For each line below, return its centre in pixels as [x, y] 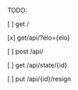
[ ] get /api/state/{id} [37, 65]
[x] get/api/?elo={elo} [39, 38]
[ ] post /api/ [26, 51]
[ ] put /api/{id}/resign [39, 79]
